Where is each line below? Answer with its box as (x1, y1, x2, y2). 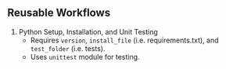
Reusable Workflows (7, 6, 111, 20)
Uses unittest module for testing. (30, 52, 140, 61)
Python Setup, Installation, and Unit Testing (18, 27, 158, 36)
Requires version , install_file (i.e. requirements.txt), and (30, 35, 220, 45)
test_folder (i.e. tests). (30, 43, 106, 53)
